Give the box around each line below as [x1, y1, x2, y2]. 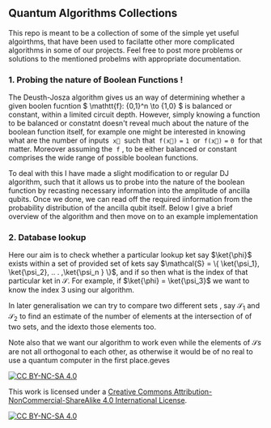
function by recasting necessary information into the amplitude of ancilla [8, 186, 251, 195]
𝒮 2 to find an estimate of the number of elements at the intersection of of [8, 311, 252, 323]
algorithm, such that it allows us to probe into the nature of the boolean [8, 178, 245, 187]
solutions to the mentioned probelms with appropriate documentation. [8, 53, 241, 63]
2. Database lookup [8, 232, 87, 243]
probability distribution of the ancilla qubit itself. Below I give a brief [8, 203, 233, 213]
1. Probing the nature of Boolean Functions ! [8, 74, 184, 85]
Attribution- [173, 387, 213, 396]
